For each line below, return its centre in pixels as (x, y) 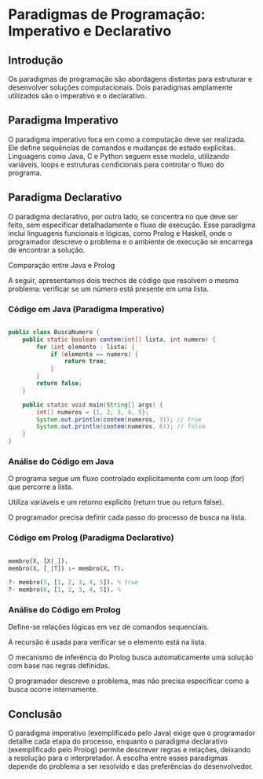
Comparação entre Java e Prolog (62, 265)
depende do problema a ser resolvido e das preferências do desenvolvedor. (131, 766)
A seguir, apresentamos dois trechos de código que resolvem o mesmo (124, 280)
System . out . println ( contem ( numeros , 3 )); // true (119, 419)
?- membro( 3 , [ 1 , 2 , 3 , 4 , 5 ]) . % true (73, 582)
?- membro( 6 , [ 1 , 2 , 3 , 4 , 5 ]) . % (65, 590)
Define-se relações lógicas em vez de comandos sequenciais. (109, 627)
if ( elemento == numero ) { (94, 354)
